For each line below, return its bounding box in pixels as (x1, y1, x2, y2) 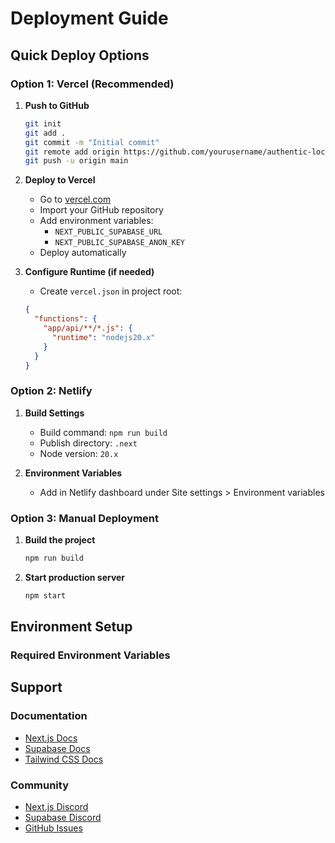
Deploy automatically (39, 247, 127, 259)
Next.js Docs (24, 732, 78, 744)
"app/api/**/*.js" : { (43, 323, 133, 333)
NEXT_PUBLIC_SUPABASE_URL (54, 227, 163, 237)
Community (10, 778, 69, 792)
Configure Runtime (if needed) (24, 266, 155, 278)
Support (10, 679, 63, 696)
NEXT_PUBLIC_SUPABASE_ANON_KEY (54, 238, 185, 248)
